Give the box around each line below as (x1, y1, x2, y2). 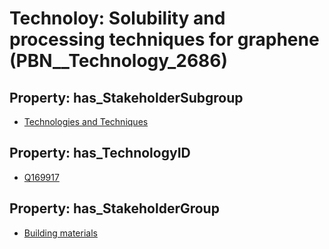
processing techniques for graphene (9, 28, 320, 51)
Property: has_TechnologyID (9, 145, 191, 162)
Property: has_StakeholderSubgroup (9, 89, 244, 106)
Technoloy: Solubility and (9, 7, 226, 30)
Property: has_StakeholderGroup (9, 200, 220, 217)
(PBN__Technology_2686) (9, 50, 229, 72)
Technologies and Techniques (23, 116, 149, 127)
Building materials (23, 227, 98, 239)
